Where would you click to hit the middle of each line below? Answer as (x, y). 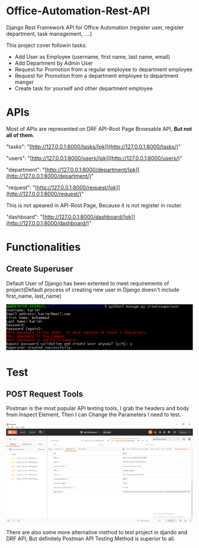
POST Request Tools (45, 394)
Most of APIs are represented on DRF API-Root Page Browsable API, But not (99, 128)
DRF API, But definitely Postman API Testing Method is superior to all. (91, 538)
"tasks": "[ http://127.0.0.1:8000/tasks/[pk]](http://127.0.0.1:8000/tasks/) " (94, 146)
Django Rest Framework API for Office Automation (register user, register (95, 27)
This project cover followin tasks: (46, 45)
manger (24, 82)
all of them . (20, 135)
